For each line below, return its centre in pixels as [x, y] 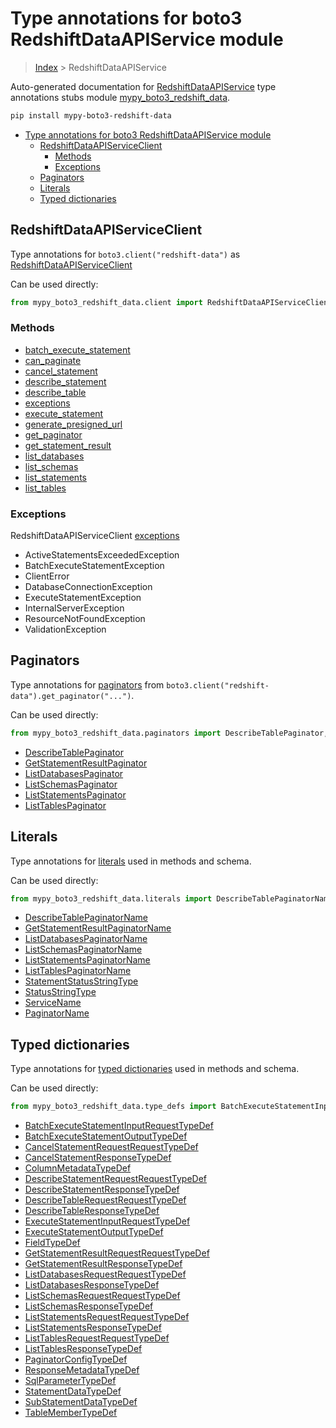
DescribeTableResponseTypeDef [92, 1211]
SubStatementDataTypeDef [81, 1402]
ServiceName [53, 1003]
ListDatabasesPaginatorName [86, 939]
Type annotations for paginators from [87, 684]
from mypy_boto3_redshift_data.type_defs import [113, 1107]
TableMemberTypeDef [71, 1413]
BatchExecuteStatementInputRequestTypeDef [119, 1126]
